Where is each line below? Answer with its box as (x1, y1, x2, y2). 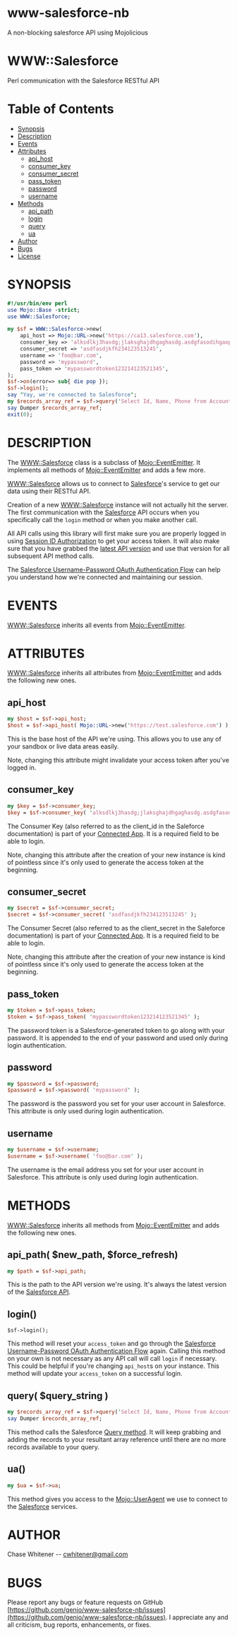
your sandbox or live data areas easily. (7, 742, 119, 751)
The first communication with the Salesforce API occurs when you (7, 508, 200, 516)
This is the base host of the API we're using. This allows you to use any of (7, 735, 222, 743)
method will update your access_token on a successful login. (7, 1369, 183, 1378)
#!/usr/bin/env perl (7, 300, 68, 307)
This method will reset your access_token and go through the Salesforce (7, 1339, 217, 1348)
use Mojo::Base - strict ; (7, 306, 80, 313)
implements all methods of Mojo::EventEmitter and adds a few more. (7, 466, 206, 474)
